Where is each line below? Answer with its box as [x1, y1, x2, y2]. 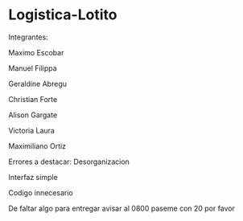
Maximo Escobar [8, 47, 64, 57]
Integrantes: [8, 32, 48, 42]
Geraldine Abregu [8, 79, 67, 88]
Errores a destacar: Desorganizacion [8, 157, 130, 166]
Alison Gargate [8, 110, 58, 120]
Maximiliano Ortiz [8, 141, 67, 150]
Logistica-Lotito [8, 6, 117, 24]
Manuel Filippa [8, 63, 58, 73]
